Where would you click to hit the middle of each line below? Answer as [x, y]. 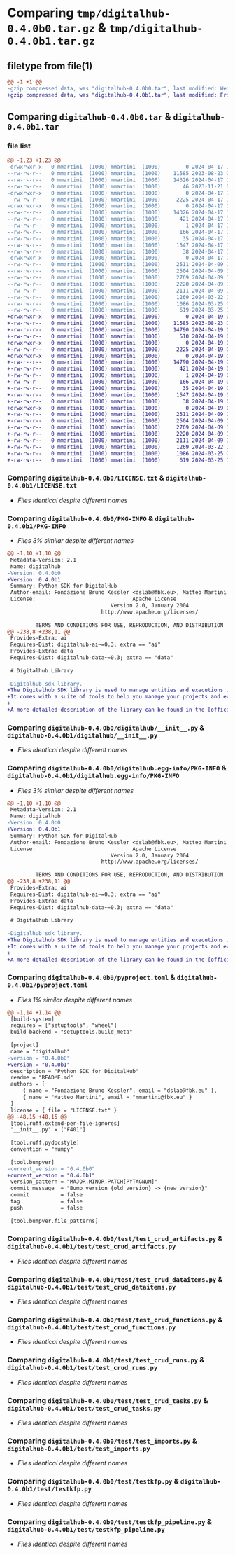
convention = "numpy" [42, 1149]
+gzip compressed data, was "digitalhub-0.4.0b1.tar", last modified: [112, 95]
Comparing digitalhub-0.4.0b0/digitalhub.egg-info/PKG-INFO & [117, 768]
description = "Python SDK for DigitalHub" [74, 1071]
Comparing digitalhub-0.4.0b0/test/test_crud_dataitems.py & [115, 1279]
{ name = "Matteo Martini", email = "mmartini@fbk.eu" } [107, 1098]
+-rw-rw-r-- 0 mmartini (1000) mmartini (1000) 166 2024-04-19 [115, 382]
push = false [46, 1208]
